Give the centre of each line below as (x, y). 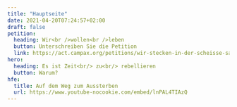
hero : (15, 60)
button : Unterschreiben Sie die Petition (75, 46)
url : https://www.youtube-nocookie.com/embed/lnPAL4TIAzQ (101, 92)
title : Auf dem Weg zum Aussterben (66, 86)
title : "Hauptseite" (38, 14)
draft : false (26, 27)
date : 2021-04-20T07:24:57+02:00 (56, 20)
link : (22, 53)
